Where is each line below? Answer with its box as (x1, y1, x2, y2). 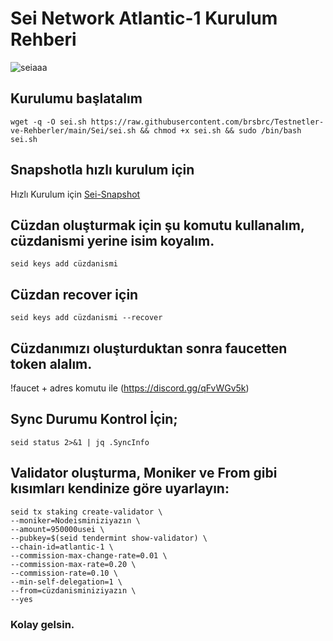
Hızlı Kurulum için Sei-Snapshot (10, 188, 141, 200)
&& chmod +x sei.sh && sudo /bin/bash (139, 125, 302, 136)
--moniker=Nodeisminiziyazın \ (10, 515, 141, 526)
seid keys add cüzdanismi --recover (10, 313, 163, 323)
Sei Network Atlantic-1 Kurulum (10, 7, 278, 30)
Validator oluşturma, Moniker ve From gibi (10, 465, 278, 482)
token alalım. (10, 355, 93, 372)
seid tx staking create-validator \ (10, 507, 163, 517)
